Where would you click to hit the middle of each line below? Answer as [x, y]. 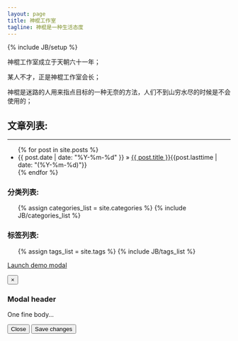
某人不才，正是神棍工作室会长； [54, 77]
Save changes [54, 329]
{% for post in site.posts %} [58, 150]
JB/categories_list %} [49, 216]
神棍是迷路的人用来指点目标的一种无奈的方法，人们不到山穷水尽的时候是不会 [119, 92]
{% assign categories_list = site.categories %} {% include [102, 208]
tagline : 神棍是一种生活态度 [45, 27]
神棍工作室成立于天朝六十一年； [54, 62]
